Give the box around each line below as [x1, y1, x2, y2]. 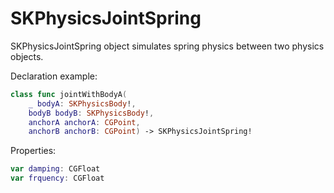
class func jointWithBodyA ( [10, 89, 128, 99]
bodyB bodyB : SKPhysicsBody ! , [28, 108, 155, 118]
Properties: [10, 145, 57, 157]
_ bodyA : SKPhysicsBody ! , [28, 98, 137, 109]
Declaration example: [10, 70, 98, 82]
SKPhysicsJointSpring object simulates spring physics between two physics [10, 40, 325, 52]
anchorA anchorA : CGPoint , [28, 117, 141, 127]
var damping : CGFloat [10, 164, 101, 174]
